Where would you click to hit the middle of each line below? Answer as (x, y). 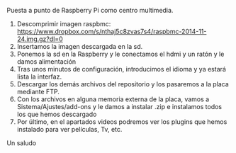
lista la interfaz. (39, 76)
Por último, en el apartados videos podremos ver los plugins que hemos (122, 122)
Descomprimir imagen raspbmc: (64, 24)
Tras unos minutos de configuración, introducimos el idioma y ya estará (121, 69)
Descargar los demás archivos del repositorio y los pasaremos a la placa (123, 84)
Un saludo (22, 143)
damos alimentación (46, 62)
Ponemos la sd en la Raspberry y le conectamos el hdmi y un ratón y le (120, 54)
